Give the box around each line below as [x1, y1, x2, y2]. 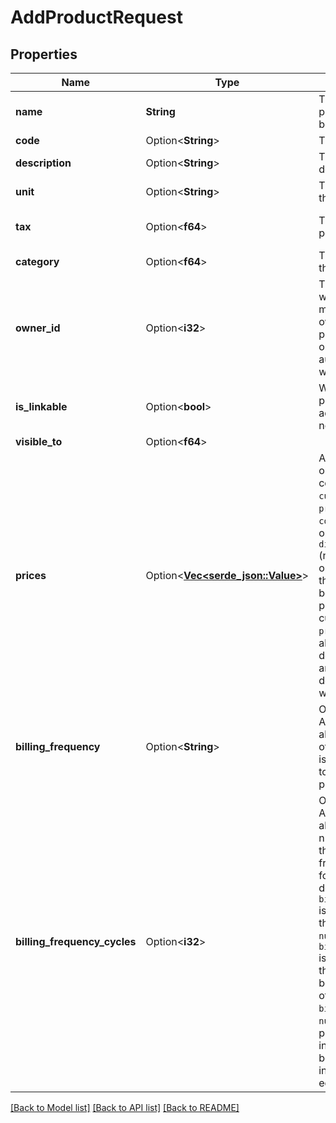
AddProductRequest [10, 6, 183, 29]
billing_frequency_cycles [15, 935, 137, 948]
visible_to [15, 435, 63, 448]
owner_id [15, 321, 61, 335]
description [15, 156, 72, 170]
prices [15, 569, 47, 582]
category [15, 255, 60, 268]
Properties [10, 46, 78, 63]
